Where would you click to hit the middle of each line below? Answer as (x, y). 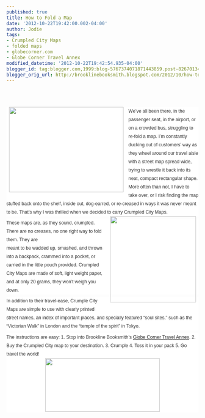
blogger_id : (21, 69)
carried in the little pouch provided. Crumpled (53, 265)
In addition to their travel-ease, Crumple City (52, 301)
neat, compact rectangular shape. (163, 179)
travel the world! (23, 354)
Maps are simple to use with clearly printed (50, 310)
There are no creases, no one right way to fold (54, 231)
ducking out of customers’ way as (163, 145)
